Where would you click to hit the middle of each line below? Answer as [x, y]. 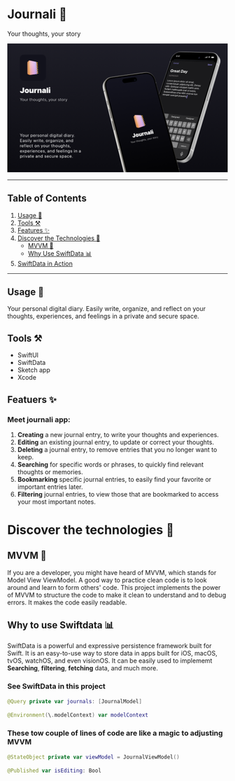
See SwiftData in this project [57, 686]
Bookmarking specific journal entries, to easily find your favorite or [114, 479]
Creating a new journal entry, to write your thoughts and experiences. [118, 434]
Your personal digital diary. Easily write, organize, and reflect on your [107, 309]
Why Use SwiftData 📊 [60, 253]
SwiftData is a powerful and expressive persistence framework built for [109, 645]
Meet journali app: [39, 420]
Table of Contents [47, 199]
